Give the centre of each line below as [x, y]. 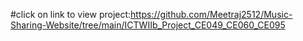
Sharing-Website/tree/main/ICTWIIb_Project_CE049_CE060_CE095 [148, 25]
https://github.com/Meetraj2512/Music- [211, 14]
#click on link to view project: [71, 14]
